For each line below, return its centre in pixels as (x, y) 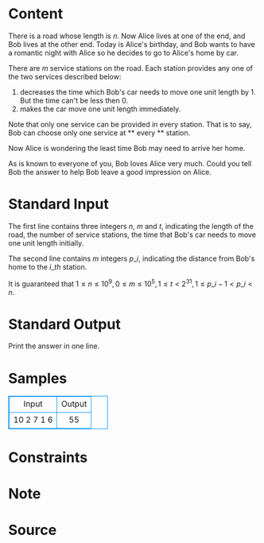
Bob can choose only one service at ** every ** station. (99, 133)
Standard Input (58, 204)
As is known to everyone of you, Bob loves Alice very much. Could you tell (130, 163)
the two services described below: (65, 76)
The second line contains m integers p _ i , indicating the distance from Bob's (132, 258)
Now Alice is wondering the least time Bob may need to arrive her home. (127, 148)
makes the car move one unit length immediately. (100, 109)
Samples (38, 378)
